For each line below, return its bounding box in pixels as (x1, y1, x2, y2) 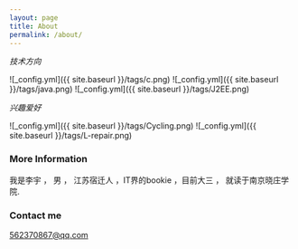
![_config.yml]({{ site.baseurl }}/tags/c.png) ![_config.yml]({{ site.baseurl (9, 74, 279, 85)
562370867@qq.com (9, 229, 88, 240)
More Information (9, 153, 88, 166)
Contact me (9, 209, 62, 222)
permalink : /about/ (9, 30, 83, 39)
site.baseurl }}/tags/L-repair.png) (9, 130, 133, 141)
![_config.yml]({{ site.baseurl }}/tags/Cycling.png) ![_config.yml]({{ (9, 120, 257, 131)
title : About (9, 22, 59, 31)
